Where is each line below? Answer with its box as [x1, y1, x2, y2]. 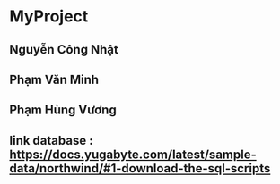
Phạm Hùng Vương [9, 103, 117, 118]
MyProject [9, 6, 89, 27]
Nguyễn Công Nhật [9, 42, 118, 57]
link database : [9, 132, 93, 148]
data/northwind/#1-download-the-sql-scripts [9, 161, 271, 176]
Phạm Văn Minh [9, 71, 100, 87]
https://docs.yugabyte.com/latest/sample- [9, 146, 258, 162]
